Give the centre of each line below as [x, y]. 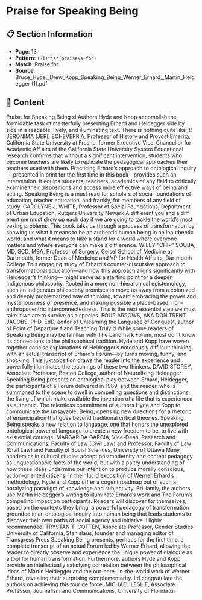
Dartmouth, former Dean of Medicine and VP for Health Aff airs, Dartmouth [99, 258]
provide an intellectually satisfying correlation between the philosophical [96, 565]
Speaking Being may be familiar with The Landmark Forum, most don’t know [101, 334]
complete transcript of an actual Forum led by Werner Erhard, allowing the [98, 546]
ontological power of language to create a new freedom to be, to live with [97, 430]
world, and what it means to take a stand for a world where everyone [92, 239]
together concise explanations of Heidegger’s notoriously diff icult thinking [99, 347]
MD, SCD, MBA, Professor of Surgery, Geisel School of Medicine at [89, 251]
